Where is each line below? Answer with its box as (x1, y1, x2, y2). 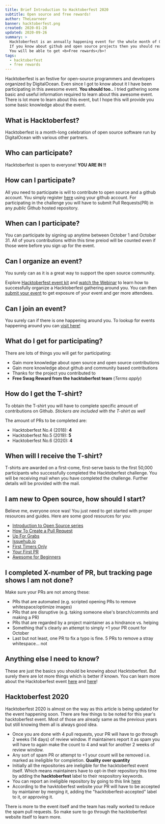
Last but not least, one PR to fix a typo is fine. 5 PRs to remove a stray (12, 635, 154, 641)
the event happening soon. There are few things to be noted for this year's (5, 711, 156, 717)
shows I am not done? (5, 576, 74, 584)
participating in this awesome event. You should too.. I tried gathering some (5, 86, 160, 92)
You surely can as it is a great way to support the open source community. (5, 270, 156, 276)
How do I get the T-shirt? (5, 390, 82, 398)
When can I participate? (5, 219, 80, 227)
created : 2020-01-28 (5, 26, 48, 31)
